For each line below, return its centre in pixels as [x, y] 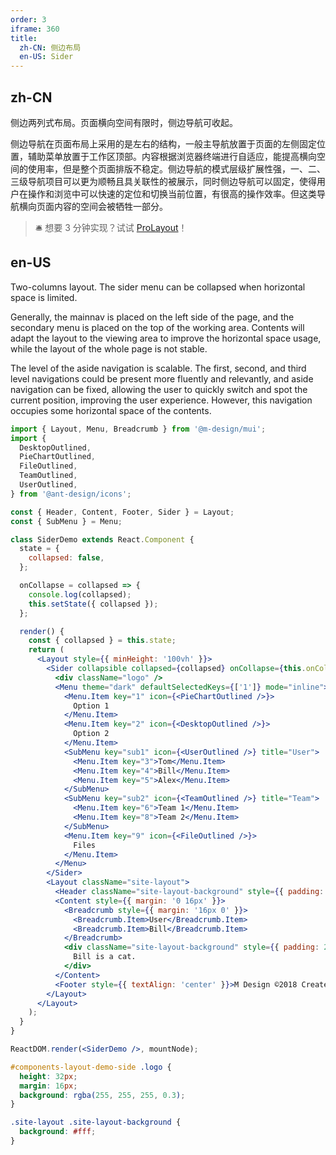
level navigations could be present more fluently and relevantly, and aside [162, 378]
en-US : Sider [46, 57]
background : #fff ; [58, 1132]
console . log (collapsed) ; [80, 594]
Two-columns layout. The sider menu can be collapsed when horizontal [158, 287]
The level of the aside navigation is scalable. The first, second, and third [158, 368]
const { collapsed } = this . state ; [102, 641]
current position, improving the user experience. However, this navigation [161, 400]
